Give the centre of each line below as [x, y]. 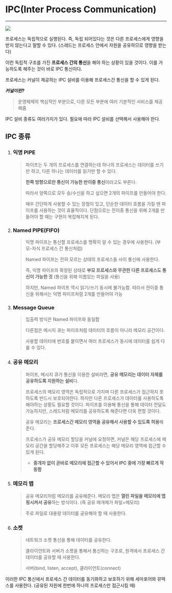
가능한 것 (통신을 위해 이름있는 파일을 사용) [78, 276]
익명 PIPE [24, 152]
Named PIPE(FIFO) [36, 230]
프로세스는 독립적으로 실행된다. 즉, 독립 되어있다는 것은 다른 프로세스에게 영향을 [84, 38]
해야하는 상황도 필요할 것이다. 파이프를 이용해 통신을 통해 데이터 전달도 [96, 404]
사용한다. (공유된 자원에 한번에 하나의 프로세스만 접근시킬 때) [75, 585]
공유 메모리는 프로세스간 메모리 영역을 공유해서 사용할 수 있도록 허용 [92, 422]
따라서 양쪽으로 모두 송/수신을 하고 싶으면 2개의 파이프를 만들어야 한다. [96, 193]
